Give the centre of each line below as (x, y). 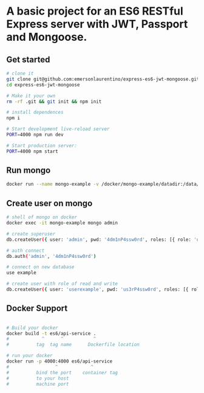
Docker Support (37, 308)
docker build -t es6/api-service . (51, 333)
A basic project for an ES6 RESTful (95, 11)
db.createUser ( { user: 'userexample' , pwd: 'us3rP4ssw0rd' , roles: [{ (97, 290)
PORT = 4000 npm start (32, 151)
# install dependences (35, 113)
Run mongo (29, 171)
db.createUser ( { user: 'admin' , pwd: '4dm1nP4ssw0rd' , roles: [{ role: (99, 239)
